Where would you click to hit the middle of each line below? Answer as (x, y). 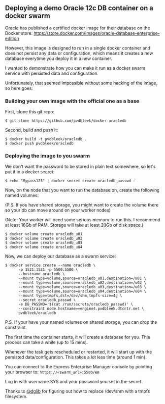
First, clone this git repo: (30, 112)
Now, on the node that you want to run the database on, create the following (82, 190)
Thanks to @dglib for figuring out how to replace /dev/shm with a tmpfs (78, 391)
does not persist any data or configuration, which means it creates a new (79, 53)
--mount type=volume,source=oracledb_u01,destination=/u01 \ (82, 278)
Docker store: (19, 33)
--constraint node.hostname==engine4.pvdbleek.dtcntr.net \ (81, 309)
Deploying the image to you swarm (48, 156)
